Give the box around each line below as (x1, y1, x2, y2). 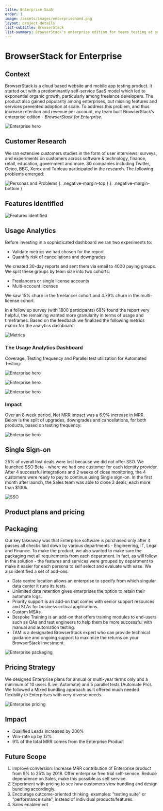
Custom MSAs (12, 609, 41, 615)
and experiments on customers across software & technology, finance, (5, 155, 147, 161)
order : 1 (5, 12, 23, 17)
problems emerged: (5, 171, 45, 176)
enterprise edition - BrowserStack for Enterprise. (5, 114, 103, 120)
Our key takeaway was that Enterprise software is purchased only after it (5, 538, 150, 544)
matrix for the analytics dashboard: (5, 323, 75, 329)
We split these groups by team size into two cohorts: (5, 268, 110, 275)
